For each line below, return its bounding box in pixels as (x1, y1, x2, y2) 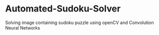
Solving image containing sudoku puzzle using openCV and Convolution (5, 19, 154, 25)
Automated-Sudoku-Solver (5, 3, 121, 14)
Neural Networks (5, 24, 40, 30)
